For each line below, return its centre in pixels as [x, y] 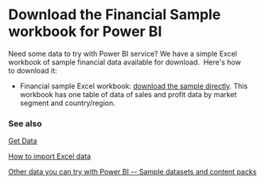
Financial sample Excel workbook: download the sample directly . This [134, 86]
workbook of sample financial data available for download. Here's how [125, 62]
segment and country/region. [67, 103]
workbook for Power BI [85, 31]
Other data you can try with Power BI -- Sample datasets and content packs [132, 172]
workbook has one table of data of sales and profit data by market [128, 94]
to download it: [33, 70]
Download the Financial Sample [115, 15]
